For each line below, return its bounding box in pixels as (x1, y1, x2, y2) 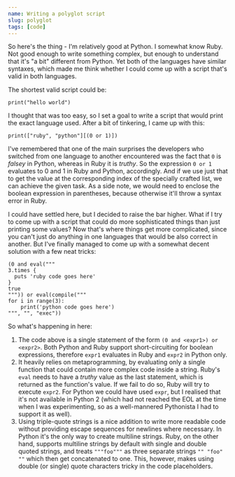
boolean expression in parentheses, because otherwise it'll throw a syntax (8, 190, 222, 198)
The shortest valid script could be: (8, 85, 107, 94)
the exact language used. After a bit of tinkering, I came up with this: (8, 119, 205, 127)
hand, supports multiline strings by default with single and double (17, 440, 207, 448)
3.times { (8, 267, 37, 274)
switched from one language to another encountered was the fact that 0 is (8, 152, 222, 161)
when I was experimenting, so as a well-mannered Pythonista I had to (17, 403, 219, 411)
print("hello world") (8, 99, 71, 106)
